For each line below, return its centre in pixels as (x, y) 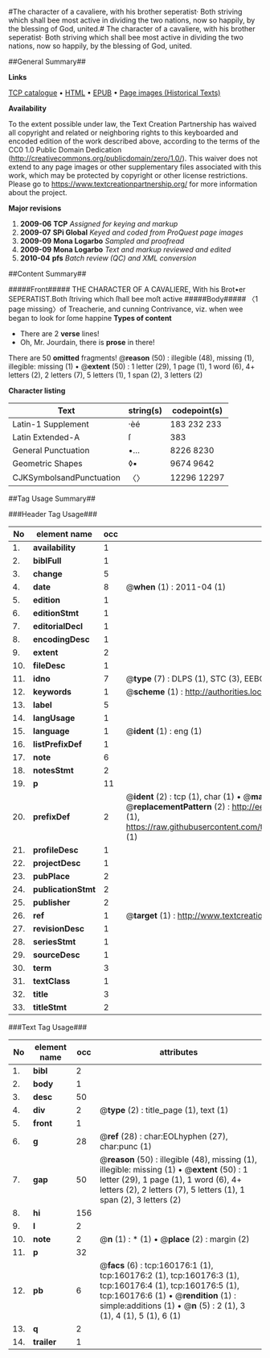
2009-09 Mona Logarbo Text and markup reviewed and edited (125, 250)
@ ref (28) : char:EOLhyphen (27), (164, 1136)
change (48, 574)
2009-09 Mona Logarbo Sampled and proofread (102, 241)
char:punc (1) (125, 1146)
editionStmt (56, 613)
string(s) (145, 410)
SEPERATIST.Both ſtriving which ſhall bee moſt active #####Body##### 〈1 (133, 299)
